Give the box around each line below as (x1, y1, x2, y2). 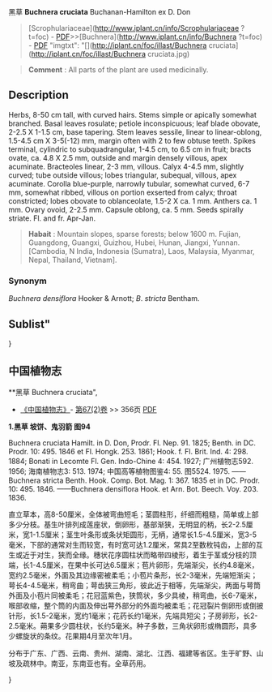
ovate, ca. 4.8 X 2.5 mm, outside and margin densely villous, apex (8, 153, 228, 162)
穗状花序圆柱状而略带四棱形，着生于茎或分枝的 (92, 550, 249, 560)
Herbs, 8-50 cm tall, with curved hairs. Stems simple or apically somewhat (8, 110, 257, 119)
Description (8, 88, 69, 102)
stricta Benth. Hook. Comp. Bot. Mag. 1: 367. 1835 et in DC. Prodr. (42, 475, 261, 485)
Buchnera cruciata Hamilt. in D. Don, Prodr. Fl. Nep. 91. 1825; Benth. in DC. (8, 437, 257, 448)
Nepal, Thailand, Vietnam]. (28, 255, 117, 264)
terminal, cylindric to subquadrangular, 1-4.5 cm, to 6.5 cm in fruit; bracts (8, 144, 252, 154)
